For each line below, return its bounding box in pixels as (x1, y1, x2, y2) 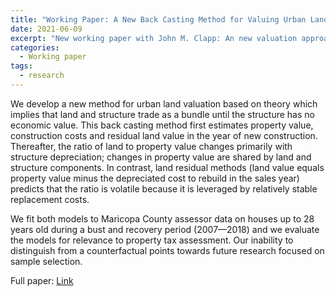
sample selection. (10, 255, 83, 267)
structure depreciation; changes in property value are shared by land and (10, 151, 312, 163)
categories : (10, 42, 60, 53)
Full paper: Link (10, 274, 74, 286)
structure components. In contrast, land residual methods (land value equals (10, 161, 325, 173)
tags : (10, 61, 33, 71)
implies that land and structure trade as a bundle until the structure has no (10, 108, 315, 120)
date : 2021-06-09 (10, 24, 83, 34)
